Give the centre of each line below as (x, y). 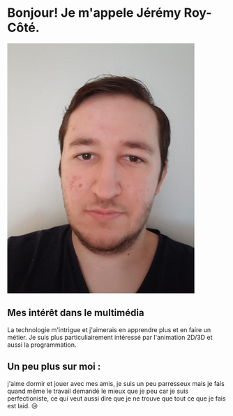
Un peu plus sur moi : (54, 367)
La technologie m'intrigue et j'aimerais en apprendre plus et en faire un (109, 329)
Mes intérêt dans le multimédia (76, 313)
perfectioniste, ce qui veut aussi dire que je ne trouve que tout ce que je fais (116, 398)
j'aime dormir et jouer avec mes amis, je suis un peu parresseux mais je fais (116, 383)
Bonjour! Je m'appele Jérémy (94, 13)
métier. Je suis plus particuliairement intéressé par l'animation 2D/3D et (110, 337)
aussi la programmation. (42, 345)
